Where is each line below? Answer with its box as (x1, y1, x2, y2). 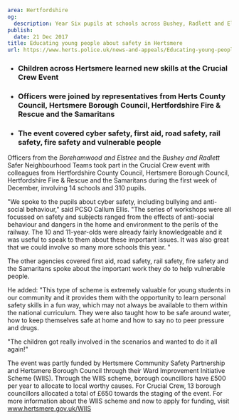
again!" (7, 345, 28, 354)
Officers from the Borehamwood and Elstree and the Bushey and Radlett (7, 153, 221, 162)
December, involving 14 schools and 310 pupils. (7, 184, 147, 193)
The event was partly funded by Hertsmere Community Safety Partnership (7, 359, 225, 367)
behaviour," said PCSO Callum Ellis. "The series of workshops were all (26, 205, 232, 214)
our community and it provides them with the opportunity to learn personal (7, 293, 226, 302)
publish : (7, 26, 33, 34)
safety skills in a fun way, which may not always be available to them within (7, 301, 228, 309)
